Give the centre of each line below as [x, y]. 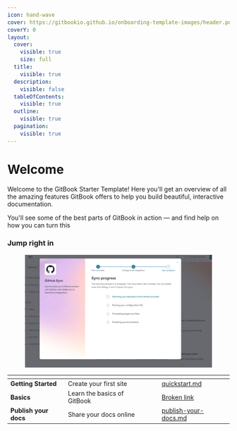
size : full [36, 60]
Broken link [178, 397]
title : [23, 67]
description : [33, 82]
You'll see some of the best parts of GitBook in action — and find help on [113, 218]
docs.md [174, 418]
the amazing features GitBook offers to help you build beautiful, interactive [116, 196]
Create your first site [98, 383]
